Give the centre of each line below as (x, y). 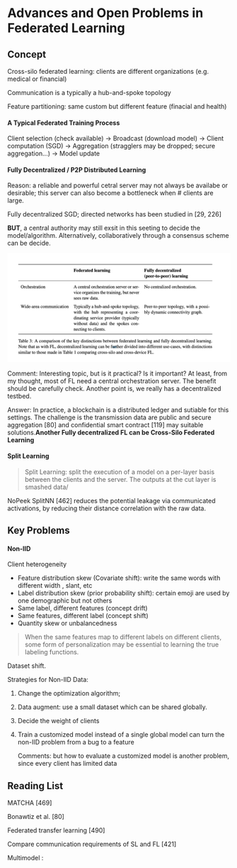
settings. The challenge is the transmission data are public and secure (109, 417)
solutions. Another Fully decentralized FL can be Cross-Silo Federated (111, 432)
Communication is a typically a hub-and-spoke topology (89, 93)
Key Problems (39, 531)
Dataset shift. (27, 666)
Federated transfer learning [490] (56, 830)
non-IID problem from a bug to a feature (76, 742)
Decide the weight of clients (58, 721)
